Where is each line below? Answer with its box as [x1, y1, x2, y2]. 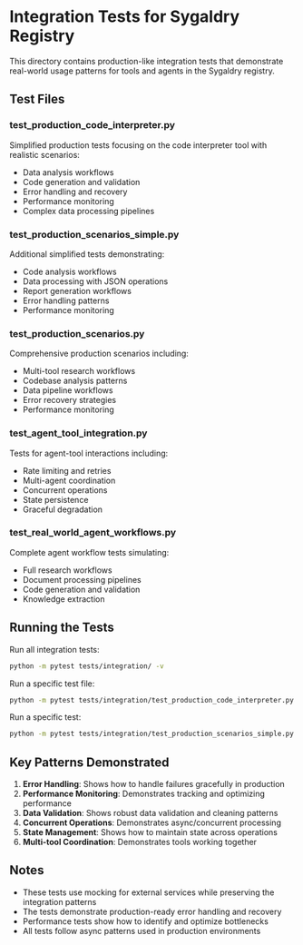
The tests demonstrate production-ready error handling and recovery [22, 906, 282, 917]
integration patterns [22, 896, 97, 907]
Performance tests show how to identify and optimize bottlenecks [22, 915, 269, 927]
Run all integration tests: [9, 644, 100, 655]
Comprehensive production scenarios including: [9, 348, 189, 359]
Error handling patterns [22, 295, 110, 306]
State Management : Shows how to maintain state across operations [22, 827, 279, 838]
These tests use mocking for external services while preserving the [22, 887, 275, 898]
